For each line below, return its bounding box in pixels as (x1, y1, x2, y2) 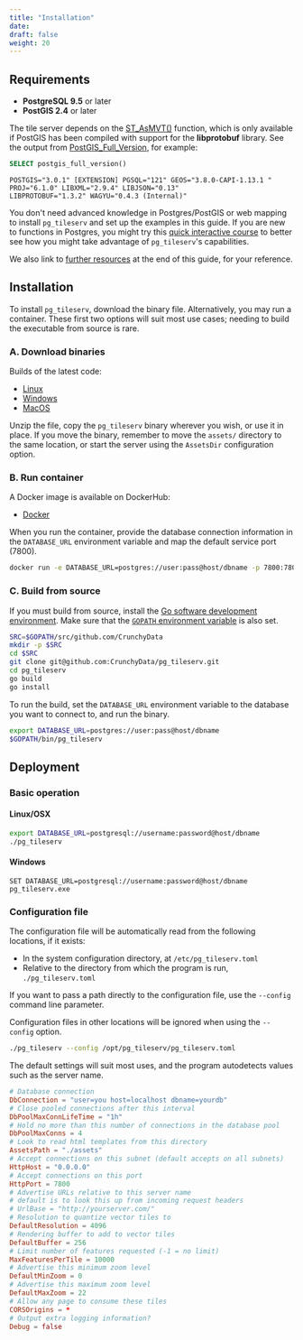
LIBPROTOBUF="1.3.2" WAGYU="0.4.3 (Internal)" (9, 191, 188, 200)
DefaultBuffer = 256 (9, 1238, 87, 1247)
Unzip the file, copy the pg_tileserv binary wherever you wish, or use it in (9, 420, 284, 431)
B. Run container (9, 471, 84, 484)
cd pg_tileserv (9, 666, 67, 675)
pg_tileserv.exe (9, 884, 70, 893)
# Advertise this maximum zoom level (9, 1280, 151, 1289)
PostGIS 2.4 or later (22, 106, 97, 116)
